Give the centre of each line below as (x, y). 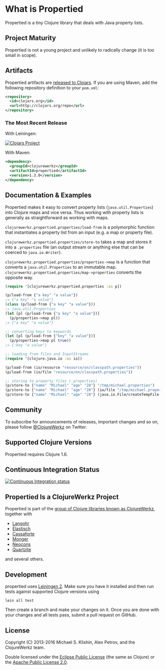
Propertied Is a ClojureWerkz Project (62, 497)
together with (19, 514)
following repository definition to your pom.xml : (52, 87)
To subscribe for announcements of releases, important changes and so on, (82, 421)
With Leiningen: (21, 134)
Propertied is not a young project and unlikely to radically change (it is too (80, 50)
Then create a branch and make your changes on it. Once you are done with (82, 610)
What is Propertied (44, 9)
